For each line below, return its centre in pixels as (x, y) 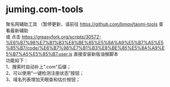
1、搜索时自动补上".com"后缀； (39, 67)
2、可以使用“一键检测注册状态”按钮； (45, 73)
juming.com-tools (45, 9)
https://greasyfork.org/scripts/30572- (62, 37)
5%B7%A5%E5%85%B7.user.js (39, 54)
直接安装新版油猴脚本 (96, 54)
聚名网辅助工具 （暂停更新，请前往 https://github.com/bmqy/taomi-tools (82, 24)
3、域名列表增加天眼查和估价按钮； (43, 79)
